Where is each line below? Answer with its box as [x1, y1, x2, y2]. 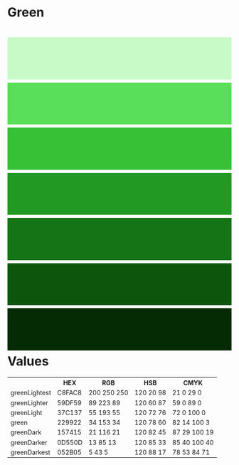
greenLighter [10, 398, 48, 407]
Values [7, 353, 49, 369]
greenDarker [10, 438, 48, 446]
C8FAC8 [56, 389, 82, 397]
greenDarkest [10, 448, 51, 456]
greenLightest [10, 389, 51, 397]
